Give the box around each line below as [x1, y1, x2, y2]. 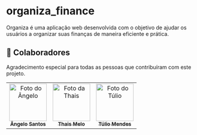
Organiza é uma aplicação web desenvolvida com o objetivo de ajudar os [6, 24, 187, 31]
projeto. [6, 70, 26, 77]
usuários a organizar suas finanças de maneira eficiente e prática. [6, 30, 169, 37]
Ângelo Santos [10, 121, 46, 127]
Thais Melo [57, 121, 85, 127]
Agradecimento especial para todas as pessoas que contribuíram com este [6, 63, 192, 70]
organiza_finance [6, 4, 95, 18]
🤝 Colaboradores [6, 48, 71, 58]
